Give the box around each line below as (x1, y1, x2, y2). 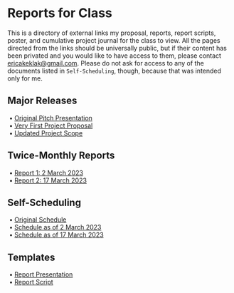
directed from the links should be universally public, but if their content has (7, 43, 228, 52)
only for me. (7, 73, 43, 83)
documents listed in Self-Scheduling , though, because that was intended (7, 66, 222, 75)
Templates (7, 251, 55, 263)
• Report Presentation (9, 270, 73, 279)
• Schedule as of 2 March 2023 (9, 223, 102, 232)
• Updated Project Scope (9, 128, 83, 137)
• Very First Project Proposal (9, 121, 93, 130)
